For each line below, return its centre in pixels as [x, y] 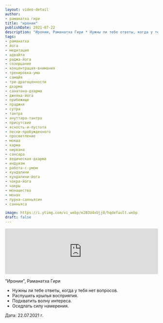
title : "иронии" [21, 23]
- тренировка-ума [23, 73]
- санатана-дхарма [24, 91]
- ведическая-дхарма [26, 159]
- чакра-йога [18, 181]
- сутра [13, 109]
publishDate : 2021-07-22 [30, 28]
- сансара [15, 154]
